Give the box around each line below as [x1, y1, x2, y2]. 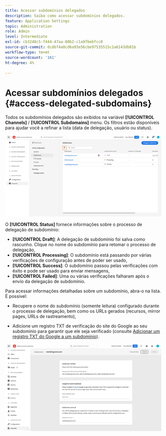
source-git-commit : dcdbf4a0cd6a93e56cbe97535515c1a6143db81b [5, 45, 136, 50]
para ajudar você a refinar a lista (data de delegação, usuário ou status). [5, 125, 153, 131]
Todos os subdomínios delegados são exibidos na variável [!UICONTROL [5, 114, 155, 120]
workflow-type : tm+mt [5, 50, 50, 54]
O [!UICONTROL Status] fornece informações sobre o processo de [5, 221, 142, 227]
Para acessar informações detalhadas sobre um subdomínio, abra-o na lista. [5, 288, 161, 294]
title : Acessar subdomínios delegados [5, 8, 85, 13]
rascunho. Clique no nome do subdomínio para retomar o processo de [12, 242, 156, 248]
